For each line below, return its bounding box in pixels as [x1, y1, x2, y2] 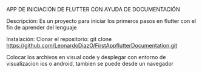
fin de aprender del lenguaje [6, 24, 77, 31]
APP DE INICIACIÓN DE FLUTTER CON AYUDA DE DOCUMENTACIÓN [6, 6, 180, 13]
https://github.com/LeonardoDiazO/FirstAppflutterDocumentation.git [6, 42, 178, 49]
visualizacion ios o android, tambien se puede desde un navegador [6, 60, 174, 67]
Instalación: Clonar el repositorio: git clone [6, 36, 112, 42]
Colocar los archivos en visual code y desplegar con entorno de [6, 54, 166, 60]
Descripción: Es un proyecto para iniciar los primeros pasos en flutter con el [6, 17, 196, 24]
